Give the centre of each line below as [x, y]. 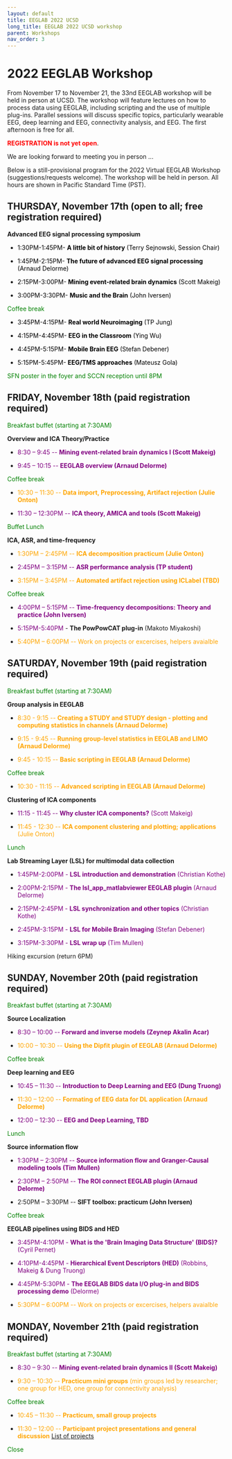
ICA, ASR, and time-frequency [51, 540]
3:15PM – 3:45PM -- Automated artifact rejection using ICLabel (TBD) [118, 580]
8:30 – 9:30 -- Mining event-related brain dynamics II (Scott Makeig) [117, 1367]
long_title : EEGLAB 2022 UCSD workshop [65, 26]
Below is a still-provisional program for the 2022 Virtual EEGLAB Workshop [114, 170]
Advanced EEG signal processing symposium [74, 234]
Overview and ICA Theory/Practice [58, 438]
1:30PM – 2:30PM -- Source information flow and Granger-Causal [113, 1160]
